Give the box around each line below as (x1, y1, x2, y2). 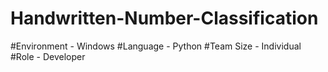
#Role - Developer (10, 50, 86, 62)
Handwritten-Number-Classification (10, 7, 319, 30)
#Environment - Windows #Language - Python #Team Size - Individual (10, 40, 302, 52)
